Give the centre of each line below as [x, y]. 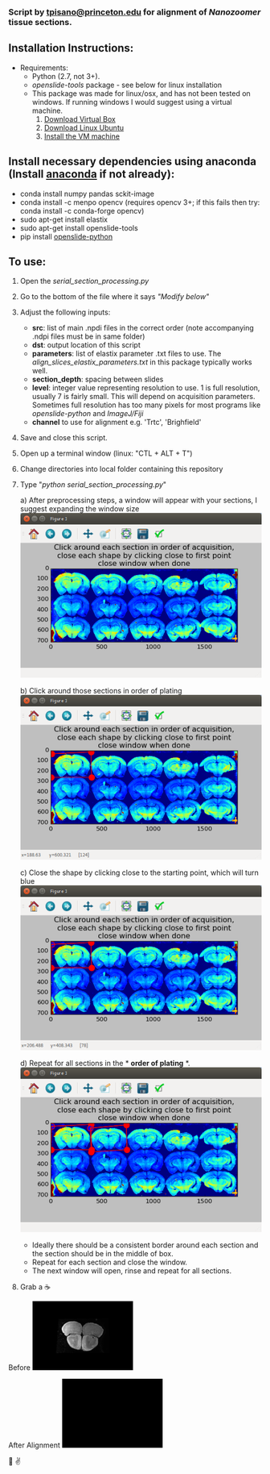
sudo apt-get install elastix [64, 219]
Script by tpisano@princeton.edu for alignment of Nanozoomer [135, 12]
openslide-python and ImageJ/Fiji [88, 414]
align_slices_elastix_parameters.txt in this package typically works [142, 362]
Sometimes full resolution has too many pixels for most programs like [146, 405]
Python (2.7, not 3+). [66, 76]
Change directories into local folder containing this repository [121, 469]
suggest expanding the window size [80, 509]
